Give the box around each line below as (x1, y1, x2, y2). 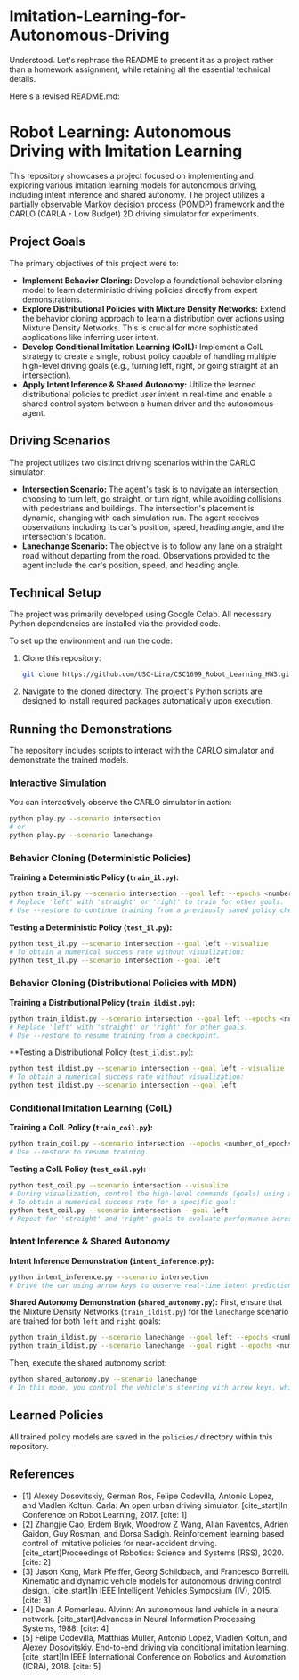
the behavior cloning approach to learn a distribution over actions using (21, 313, 285, 323)
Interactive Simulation (9, 777, 107, 789)
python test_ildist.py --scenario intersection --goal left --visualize (9, 1064, 285, 1073)
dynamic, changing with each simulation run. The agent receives (21, 512, 260, 523)
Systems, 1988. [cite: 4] (21, 1623, 109, 1634)
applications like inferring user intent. (21, 331, 158, 342)
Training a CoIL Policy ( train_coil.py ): (9, 1122, 154, 1133)
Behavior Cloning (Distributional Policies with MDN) (9, 977, 238, 990)
